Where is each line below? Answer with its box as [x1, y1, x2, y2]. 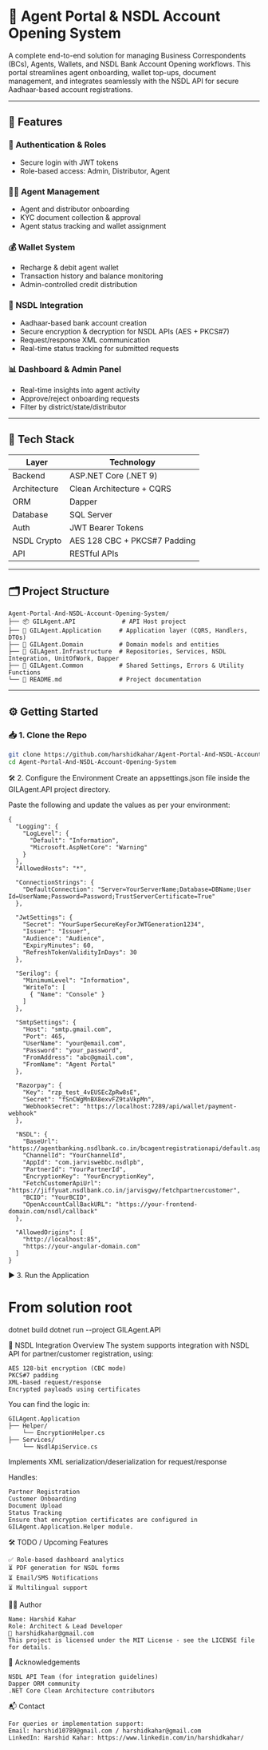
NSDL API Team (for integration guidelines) [8, 1672, 159, 1680]
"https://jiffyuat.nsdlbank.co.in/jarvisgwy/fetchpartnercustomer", [8, 1186, 241, 1194]
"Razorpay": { [15, 1081, 62, 1089]
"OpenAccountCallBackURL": [22, 1200, 112, 1209]
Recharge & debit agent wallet [19, 263, 120, 273]
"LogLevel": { [22, 829, 69, 837]
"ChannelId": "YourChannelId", [22, 1151, 127, 1159]
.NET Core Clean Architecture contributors [8, 1687, 156, 1695]
